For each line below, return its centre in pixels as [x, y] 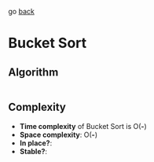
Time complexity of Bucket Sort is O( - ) [83, 126]
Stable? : [33, 151]
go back [22, 11]
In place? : [36, 143]
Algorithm [33, 72]
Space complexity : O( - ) [59, 134]
